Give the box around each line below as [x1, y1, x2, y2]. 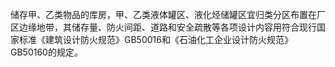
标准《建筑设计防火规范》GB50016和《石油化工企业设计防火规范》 [18, 34, 293, 45]
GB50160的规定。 [10, 46, 83, 58]
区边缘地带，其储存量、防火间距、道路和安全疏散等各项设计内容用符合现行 [10, 21, 317, 33]
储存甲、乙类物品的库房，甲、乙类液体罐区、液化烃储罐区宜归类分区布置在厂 [10, 9, 326, 20]
